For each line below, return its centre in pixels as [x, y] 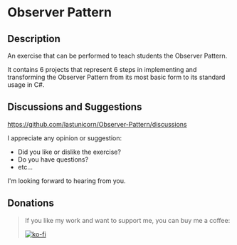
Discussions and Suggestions [75, 107]
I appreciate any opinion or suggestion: [65, 138]
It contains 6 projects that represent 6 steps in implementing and [102, 69]
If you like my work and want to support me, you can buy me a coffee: [127, 220]
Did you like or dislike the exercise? [69, 152]
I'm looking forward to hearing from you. [67, 181]
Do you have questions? [53, 159]
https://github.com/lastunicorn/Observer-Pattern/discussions [97, 124]
